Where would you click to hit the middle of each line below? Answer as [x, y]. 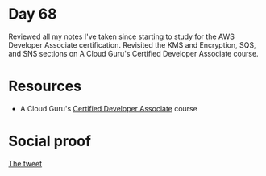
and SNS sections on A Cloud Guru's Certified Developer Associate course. [134, 53]
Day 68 [33, 14]
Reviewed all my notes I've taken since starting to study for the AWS [122, 36]
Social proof [50, 141]
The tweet [25, 163]
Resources [45, 86]
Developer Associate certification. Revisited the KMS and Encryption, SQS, [132, 44]
